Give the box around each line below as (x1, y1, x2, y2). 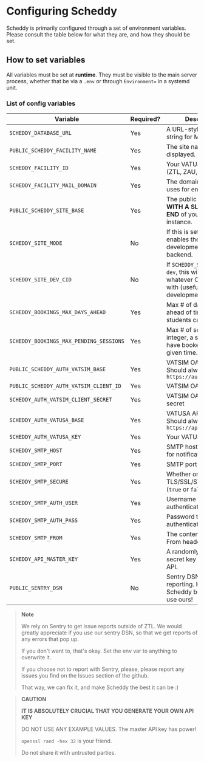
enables (166, 235, 189, 244)
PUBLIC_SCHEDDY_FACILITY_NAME (9, 147, 97, 154)
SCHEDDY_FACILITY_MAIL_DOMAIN (9, 182, 97, 189)
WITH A (166, 202, 189, 211)
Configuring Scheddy (6, 4, 117, 18)
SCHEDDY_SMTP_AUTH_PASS (9, 517, 78, 524)
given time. (166, 348, 198, 357)
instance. (166, 218, 193, 226)
